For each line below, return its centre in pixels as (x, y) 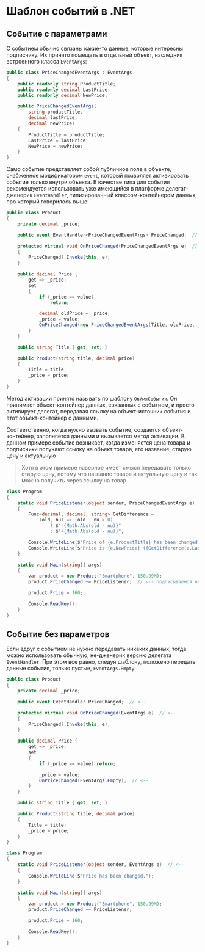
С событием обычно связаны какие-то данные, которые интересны (95, 48)
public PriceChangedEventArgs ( (57, 106)
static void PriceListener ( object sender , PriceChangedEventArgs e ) (106, 503)
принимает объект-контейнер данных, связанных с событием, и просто (100, 405)
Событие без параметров (58, 634)
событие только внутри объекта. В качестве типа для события (88, 182)
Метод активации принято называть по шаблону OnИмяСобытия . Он (92, 398)
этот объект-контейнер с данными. (52, 418)
